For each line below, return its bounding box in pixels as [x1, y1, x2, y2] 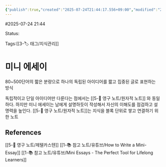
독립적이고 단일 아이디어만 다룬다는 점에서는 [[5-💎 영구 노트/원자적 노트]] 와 [5, 95, 151, 101]
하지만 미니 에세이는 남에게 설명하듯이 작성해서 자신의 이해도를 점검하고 [15, 101, 153, 107]
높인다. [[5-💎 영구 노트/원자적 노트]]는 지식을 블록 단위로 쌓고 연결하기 [18, 107, 154, 114]
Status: [5, 30, 20, 36]
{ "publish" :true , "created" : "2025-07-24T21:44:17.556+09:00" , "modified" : [5, 7, 158, 12]
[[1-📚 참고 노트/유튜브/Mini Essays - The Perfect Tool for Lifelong [21, 150, 153, 156]
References [5, 128, 41, 136]
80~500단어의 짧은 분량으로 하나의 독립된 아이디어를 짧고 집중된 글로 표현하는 [5, 79, 156, 84]
